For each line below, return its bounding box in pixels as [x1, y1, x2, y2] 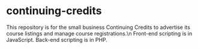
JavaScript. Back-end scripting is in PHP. [6, 36, 108, 43]
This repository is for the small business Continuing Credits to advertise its [6, 24, 191, 31]
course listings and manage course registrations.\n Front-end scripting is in [6, 30, 193, 37]
